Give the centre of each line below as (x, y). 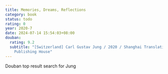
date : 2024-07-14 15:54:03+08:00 (40, 33)
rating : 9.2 (22, 42)
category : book (21, 14)
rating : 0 (15, 24)
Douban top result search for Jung (41, 66)
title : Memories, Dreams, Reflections (45, 10)
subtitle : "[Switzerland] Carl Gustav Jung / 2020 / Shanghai (76, 47)
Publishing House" (33, 51)
